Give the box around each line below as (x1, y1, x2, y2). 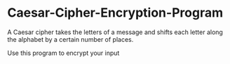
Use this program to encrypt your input (7, 49, 120, 57)
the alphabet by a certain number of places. (7, 35, 134, 43)
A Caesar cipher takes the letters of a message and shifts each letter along (7, 28, 223, 36)
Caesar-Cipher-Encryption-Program (7, 5, 223, 21)
